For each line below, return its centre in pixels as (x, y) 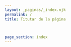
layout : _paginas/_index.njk (35, 10)
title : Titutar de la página (35, 19)
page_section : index (26, 37)
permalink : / (18, 14)
